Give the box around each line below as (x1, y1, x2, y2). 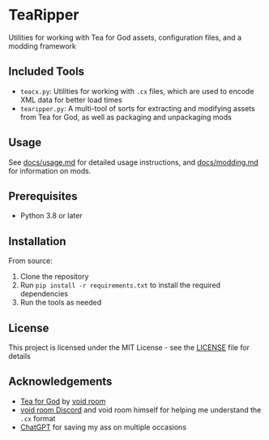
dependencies (19, 289, 69, 299)
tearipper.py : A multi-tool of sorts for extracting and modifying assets (19, 103, 255, 113)
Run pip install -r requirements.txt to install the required (19, 280, 221, 290)
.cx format (19, 413, 56, 423)
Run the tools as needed (19, 298, 102, 308)
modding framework (8, 41, 77, 50)
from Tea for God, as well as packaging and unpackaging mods (19, 112, 233, 122)
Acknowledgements (8, 375, 113, 389)
